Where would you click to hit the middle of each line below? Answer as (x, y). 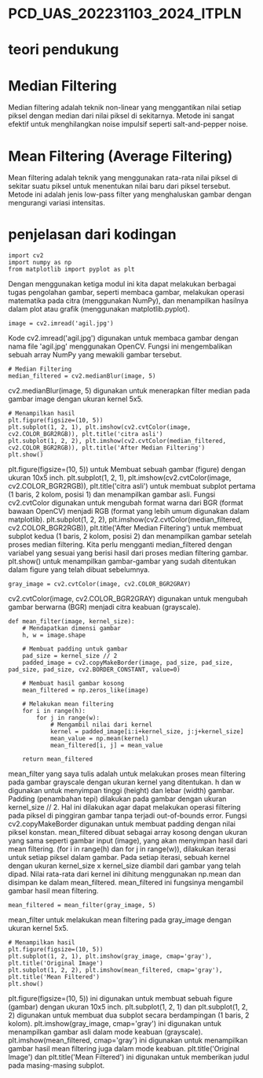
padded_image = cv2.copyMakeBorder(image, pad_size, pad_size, (128, 663)
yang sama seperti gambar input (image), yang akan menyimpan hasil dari (128, 841)
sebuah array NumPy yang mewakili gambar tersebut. (95, 355)
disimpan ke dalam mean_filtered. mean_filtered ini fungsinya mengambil (126, 883)
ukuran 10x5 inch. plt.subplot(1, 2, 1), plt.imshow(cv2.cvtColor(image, (120, 478)
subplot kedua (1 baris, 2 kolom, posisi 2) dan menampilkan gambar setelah (130, 537)
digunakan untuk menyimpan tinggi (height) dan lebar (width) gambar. (122, 791)
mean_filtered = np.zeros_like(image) (86, 690)
